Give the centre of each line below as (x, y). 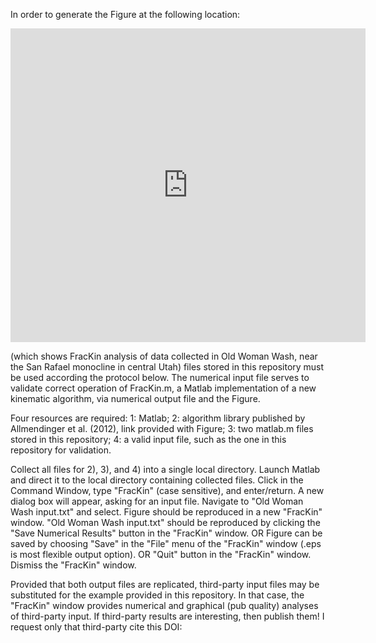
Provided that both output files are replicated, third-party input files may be (165, 584)
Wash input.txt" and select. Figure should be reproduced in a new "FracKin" (166, 512)
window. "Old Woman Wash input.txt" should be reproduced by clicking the (165, 522)
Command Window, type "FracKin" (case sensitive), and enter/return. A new (167, 490)
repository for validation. (61, 450)
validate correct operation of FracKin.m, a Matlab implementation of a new (163, 388)
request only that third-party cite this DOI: (96, 627)
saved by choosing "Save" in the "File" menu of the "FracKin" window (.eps (166, 543)
